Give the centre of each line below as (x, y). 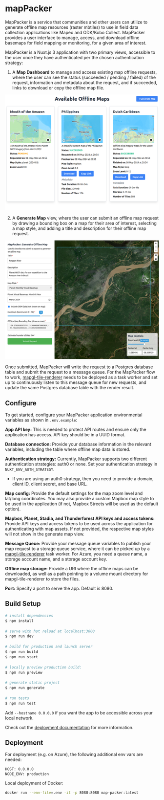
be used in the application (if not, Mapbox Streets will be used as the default (82, 504)
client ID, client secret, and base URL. (50, 484)
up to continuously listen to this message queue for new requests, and (76, 382)
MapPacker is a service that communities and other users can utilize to (76, 22)
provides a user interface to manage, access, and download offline (72, 38)
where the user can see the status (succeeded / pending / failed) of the (84, 77)
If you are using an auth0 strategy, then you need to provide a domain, (83, 479)
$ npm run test (20, 703)
